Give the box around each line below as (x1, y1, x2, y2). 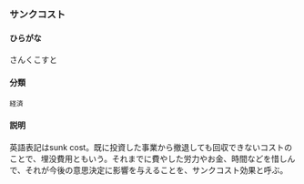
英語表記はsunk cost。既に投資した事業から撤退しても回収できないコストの (9, 141, 293, 152)
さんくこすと (9, 55, 57, 66)
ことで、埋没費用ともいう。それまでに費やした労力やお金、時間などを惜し (9, 153, 288, 164)
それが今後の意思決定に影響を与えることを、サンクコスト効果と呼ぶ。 (25, 164, 289, 175)
